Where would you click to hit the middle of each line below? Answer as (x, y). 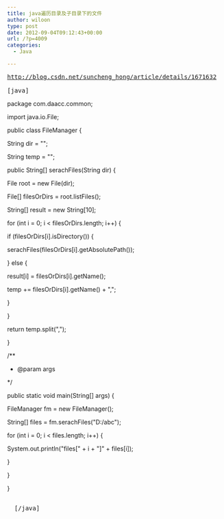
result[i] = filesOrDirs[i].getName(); (57, 276)
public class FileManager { (45, 130)
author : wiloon (29, 20)
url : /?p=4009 (27, 39)
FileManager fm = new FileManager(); (61, 409)
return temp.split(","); (37, 329)
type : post (23, 26)
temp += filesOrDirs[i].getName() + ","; (62, 289)
